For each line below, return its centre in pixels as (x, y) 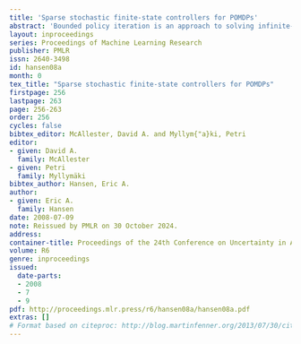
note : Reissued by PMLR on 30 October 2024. (94, 226)
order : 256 (30, 117)
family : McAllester (54, 159)
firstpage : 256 (38, 92)
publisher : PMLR (39, 51)
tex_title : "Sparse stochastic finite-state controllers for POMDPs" (142, 84)
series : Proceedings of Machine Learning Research (106, 43)
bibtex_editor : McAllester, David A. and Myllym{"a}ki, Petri (128, 134)
